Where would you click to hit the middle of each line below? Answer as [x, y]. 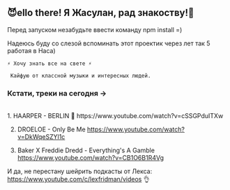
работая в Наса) [31, 50]
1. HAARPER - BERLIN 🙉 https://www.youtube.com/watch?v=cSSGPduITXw [115, 116]
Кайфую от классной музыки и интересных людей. [80, 75]
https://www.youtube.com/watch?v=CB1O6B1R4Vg [90, 158]
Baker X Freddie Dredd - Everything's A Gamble [86, 150]
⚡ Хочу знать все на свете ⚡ [49, 64]
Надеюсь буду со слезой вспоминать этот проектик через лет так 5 [109, 43]
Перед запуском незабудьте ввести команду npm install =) [95, 29]
